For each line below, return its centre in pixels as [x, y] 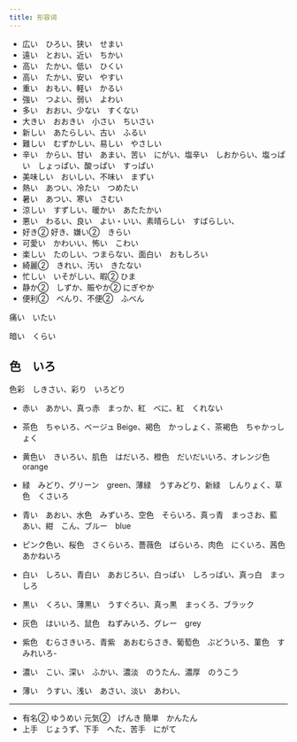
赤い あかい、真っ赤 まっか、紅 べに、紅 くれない [122, 408]
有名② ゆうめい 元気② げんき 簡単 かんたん [110, 718]
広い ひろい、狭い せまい [72, 43]
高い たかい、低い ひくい [72, 66]
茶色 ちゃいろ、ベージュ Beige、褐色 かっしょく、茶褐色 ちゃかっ [149, 427]
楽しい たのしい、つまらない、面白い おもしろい [115, 254]
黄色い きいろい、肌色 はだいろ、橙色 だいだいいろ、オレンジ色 [146, 457]
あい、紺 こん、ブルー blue [76, 526]
